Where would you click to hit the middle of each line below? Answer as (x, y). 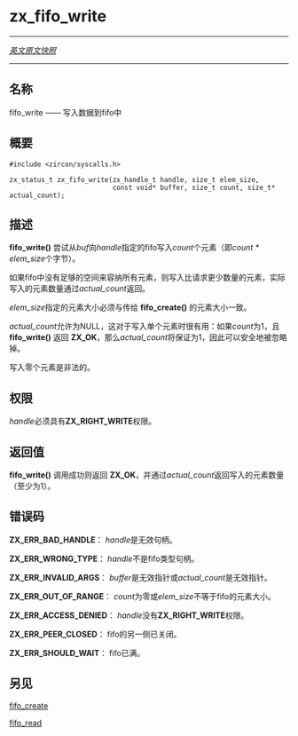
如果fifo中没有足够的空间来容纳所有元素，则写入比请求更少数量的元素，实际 (147, 278)
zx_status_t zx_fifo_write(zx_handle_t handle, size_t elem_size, (134, 179)
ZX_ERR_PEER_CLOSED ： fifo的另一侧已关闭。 (95, 634)
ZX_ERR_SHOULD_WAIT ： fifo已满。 (77, 653)
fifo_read (26, 723)
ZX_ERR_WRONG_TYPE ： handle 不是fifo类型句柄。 (104, 558)
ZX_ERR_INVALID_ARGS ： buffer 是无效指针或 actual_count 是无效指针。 (141, 577)
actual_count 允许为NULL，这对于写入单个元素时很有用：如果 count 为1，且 (145, 327)
